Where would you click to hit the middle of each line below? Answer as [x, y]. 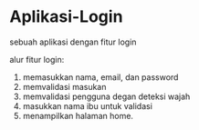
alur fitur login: [37, 59]
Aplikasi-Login [66, 17]
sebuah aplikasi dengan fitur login [73, 42]
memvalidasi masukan [64, 86]
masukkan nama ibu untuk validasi [88, 105]
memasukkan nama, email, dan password [100, 77]
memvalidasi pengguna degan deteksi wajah [106, 96]
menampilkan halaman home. [78, 115]
